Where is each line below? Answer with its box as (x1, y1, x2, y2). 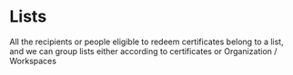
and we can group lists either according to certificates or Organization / (9, 45, 278, 56)
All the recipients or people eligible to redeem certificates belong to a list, (9, 36, 284, 47)
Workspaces (9, 55, 57, 66)
